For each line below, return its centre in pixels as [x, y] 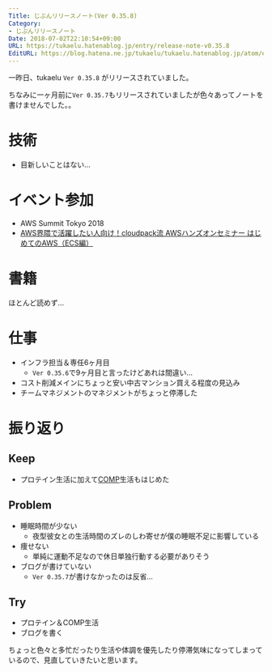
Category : [25, 23]
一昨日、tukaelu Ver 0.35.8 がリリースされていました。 [101, 77]
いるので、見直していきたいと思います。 [75, 660]
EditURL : [23, 53]
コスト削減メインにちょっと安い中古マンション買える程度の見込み [130, 382]
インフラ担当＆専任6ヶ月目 [65, 362]
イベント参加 [51, 200]
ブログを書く [41, 633]
